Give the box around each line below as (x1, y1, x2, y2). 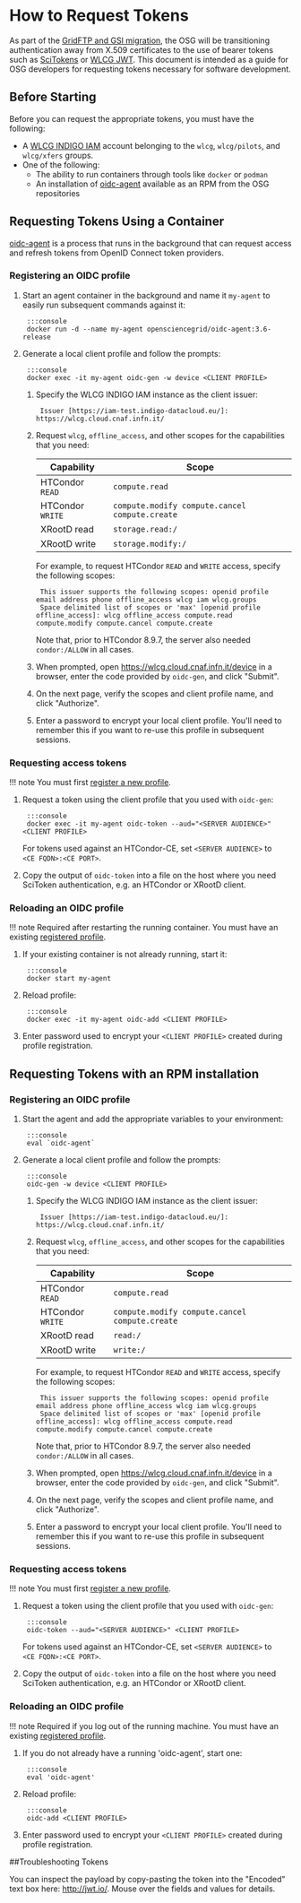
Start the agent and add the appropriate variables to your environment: (21, 1113, 284, 1125)
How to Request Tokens (9, 5, 190, 26)
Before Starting (9, 90, 97, 105)
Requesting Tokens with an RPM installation (9, 1066, 260, 1081)
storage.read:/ (113, 523, 177, 534)
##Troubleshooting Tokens (9, 1856, 109, 1867)
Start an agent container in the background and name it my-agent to (21, 290, 271, 300)
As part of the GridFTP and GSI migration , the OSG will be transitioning (9, 35, 271, 46)
